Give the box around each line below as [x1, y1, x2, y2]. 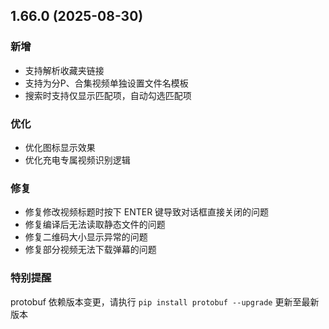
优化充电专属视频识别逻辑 [24, 154, 131, 166]
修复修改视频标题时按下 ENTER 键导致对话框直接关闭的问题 [24, 206, 270, 218]
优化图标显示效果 [24, 141, 96, 153]
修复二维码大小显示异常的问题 [24, 231, 148, 243]
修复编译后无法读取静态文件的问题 [24, 219, 166, 231]
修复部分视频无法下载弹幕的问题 [24, 244, 157, 256]
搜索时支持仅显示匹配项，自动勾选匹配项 [24, 89, 192, 101]
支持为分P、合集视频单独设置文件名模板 [24, 77, 189, 89]
